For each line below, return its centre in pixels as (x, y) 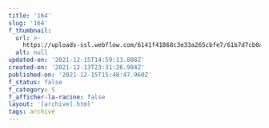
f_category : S (32, 89)
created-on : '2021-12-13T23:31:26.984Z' (77, 68)
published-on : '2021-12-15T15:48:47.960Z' (80, 75)
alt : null (32, 52)
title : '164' (30, 16)
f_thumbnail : (30, 30)
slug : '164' (28, 23)
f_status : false (35, 82)
